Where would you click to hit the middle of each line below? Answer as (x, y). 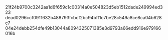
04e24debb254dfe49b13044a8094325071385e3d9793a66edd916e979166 (83, 28)
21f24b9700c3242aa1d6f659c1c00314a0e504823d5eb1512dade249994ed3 (84, 7)
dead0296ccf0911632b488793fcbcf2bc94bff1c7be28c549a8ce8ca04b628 (83, 18)
